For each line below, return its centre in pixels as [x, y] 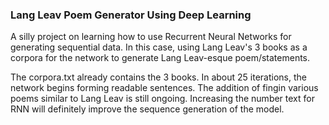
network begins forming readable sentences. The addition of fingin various [164, 88]
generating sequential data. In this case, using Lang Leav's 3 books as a [159, 47]
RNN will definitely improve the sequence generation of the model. [147, 109]
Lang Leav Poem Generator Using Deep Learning [131, 15]
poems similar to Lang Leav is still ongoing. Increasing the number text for [162, 99]
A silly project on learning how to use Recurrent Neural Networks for [151, 37]
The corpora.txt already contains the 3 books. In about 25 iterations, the [158, 77]
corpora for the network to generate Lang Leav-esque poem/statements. [160, 58]
